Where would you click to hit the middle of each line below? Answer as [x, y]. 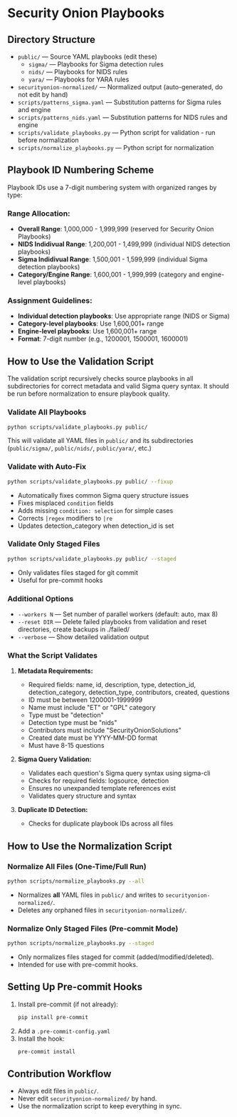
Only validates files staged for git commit [78, 572]
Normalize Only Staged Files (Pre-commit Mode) [93, 928]
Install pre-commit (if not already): [68, 1004]
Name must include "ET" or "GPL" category [92, 708]
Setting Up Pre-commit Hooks [75, 987]
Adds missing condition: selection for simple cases [95, 510]
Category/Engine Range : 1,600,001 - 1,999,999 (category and [109, 275]
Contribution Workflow [59, 1074]
